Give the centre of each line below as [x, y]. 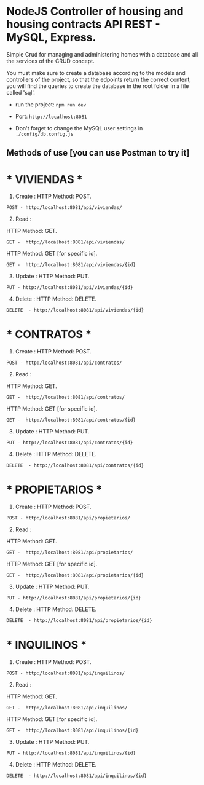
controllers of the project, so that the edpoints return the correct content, [99, 79]
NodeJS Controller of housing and [95, 11]
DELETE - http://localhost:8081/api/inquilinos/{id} [77, 776]
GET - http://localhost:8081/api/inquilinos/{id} [73, 731]
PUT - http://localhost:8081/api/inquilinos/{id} [71, 753]
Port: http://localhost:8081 [51, 116]
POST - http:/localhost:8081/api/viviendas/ [64, 208]
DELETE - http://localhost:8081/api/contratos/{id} [75, 465]
